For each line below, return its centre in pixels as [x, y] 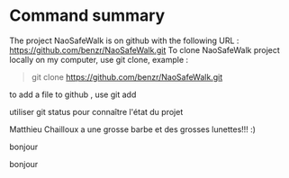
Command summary [87, 16]
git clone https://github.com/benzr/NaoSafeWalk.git [127, 76]
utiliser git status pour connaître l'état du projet [96, 111]
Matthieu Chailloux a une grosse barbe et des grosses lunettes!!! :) [133, 129]
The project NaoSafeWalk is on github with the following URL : [124, 40]
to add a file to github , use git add [73, 94]
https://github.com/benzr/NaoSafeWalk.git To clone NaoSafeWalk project [145, 49]
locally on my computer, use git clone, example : [99, 59]
